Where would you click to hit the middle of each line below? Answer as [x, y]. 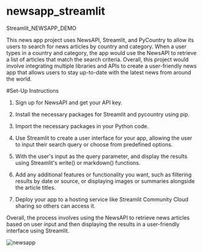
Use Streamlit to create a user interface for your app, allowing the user [104, 138]
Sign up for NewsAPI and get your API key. [69, 103]
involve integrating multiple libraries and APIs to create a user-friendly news [101, 66]
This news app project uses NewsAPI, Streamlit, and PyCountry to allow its [100, 40]
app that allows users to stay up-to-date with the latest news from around [99, 72]
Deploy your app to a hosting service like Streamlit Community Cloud [102, 199]
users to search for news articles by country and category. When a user [97, 46]
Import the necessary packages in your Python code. [82, 126]
